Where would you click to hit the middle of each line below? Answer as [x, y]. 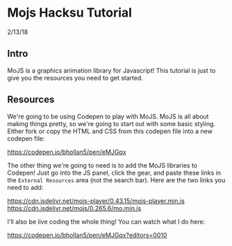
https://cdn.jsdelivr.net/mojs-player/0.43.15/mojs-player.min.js [96, 201]
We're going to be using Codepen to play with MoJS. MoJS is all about [108, 116]
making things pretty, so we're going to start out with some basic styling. [111, 123]
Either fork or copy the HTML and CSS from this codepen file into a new [110, 131]
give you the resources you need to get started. [75, 78]
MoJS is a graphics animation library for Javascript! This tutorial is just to [111, 70]
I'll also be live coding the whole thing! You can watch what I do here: [106, 221]
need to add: [25, 187]
